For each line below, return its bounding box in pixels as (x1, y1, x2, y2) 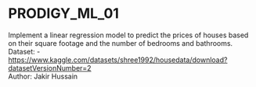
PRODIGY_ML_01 (8, 5, 120, 23)
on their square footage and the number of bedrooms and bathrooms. (8, 38, 233, 47)
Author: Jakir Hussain (8, 71, 78, 81)
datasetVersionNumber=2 (8, 63, 92, 72)
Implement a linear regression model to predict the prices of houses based (8, 30, 249, 40)
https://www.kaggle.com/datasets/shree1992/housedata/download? (8, 55, 228, 64)
